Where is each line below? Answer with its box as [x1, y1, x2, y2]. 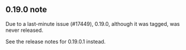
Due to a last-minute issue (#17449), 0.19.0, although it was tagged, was [5, 20, 180, 27]
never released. [5, 26, 44, 34]
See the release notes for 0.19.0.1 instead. [5, 38, 106, 45]
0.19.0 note [5, 5, 48, 15]
